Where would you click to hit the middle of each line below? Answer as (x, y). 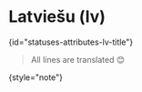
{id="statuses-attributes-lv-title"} (71, 42)
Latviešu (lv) (57, 17)
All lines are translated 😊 (78, 59)
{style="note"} (36, 77)
